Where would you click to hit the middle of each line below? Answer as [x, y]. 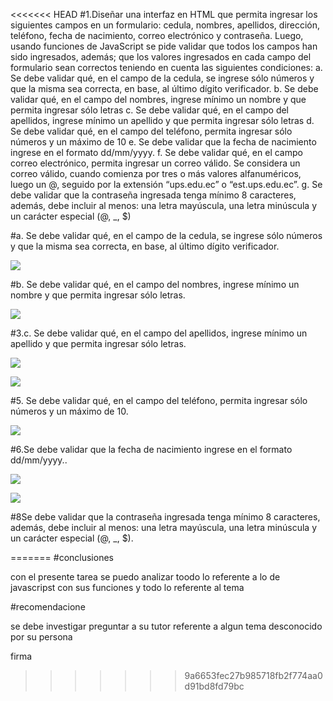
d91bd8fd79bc [214, 686]
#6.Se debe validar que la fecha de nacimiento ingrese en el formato [151, 449]
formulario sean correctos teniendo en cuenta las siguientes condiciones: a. [166, 67]
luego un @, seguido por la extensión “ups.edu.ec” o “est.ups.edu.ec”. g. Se [166, 184]
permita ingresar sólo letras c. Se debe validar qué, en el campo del [150, 110]
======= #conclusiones [62, 557]
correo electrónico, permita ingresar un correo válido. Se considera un [155, 163]
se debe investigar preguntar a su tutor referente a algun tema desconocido [166, 626]
